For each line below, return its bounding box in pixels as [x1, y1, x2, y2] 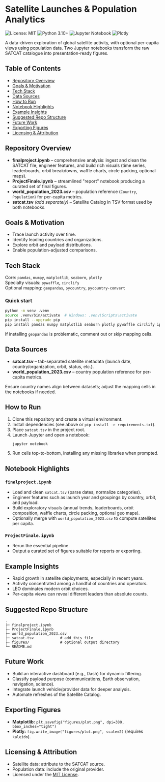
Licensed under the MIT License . [12, 771, 79, 777]
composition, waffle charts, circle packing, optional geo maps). [12, 510, 140, 516]
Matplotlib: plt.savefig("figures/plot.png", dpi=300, [12, 719, 124, 724]
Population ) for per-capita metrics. [12, 193, 83, 200]
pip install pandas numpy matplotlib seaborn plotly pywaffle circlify [5, 322, 155, 327]
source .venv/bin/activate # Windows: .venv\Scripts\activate [5, 313, 137, 318]
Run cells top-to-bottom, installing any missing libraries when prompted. [12, 450, 159, 456]
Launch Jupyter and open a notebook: [12, 432, 90, 438]
